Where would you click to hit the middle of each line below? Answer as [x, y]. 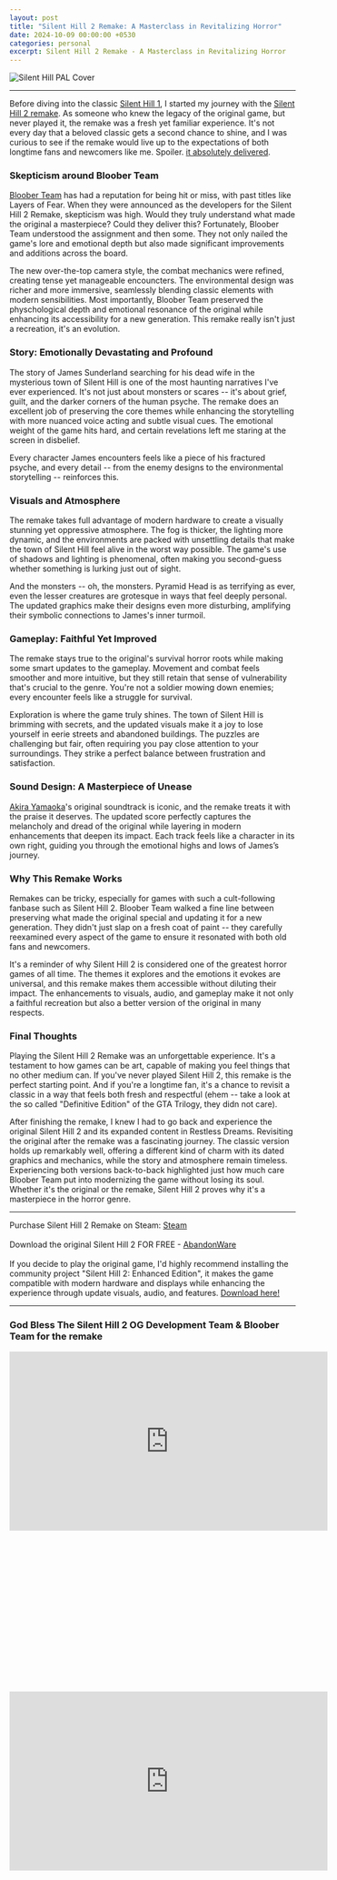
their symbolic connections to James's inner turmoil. [108, 616]
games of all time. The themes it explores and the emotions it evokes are [145, 973]
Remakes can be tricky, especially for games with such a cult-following [142, 898]
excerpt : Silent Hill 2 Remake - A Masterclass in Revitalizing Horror [148, 52]
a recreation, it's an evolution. [65, 329]
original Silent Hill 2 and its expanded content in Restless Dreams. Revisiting [151, 1131]
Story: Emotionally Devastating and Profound [111, 353]
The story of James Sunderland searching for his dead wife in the [132, 372]
